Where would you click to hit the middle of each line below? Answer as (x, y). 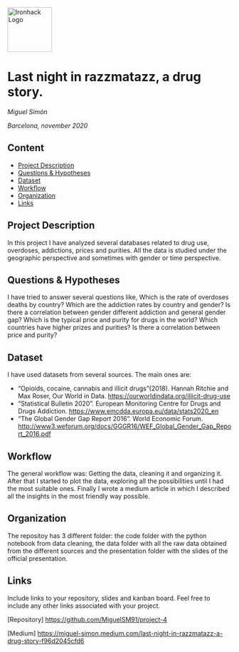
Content (26, 148)
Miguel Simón (27, 112)
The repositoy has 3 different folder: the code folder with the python (107, 535)
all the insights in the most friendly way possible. (79, 496)
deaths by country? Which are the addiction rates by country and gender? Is (119, 305)
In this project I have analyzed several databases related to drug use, (108, 242)
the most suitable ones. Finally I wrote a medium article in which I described (118, 488)
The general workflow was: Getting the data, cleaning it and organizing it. (115, 474)
